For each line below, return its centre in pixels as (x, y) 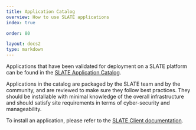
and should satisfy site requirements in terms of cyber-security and (88, 103)
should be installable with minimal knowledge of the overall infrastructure (95, 96)
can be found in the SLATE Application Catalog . (64, 72)
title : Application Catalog (41, 12)
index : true (21, 22)
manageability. (24, 109)
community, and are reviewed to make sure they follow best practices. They (98, 90)
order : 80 (18, 33)
